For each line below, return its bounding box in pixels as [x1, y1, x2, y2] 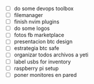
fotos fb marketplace [13, 32, 65, 39]
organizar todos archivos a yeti [13, 51, 89, 58]
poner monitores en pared [13, 71, 77, 78]
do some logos [13, 25, 50, 32]
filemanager [13, 12, 43, 19]
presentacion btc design [13, 38, 73, 45]
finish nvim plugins [13, 18, 60, 25]
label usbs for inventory [13, 58, 71, 65]
